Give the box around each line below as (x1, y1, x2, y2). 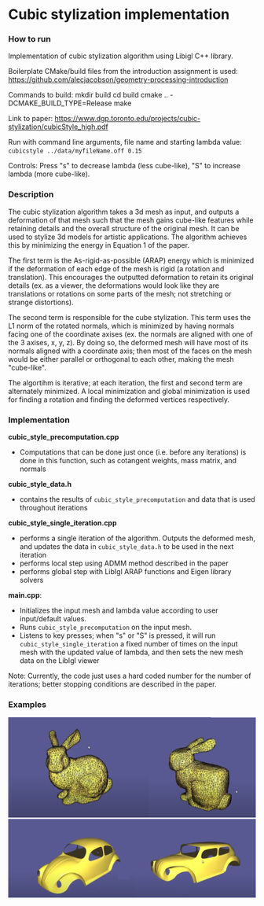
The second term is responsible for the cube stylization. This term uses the (8, 312, 251, 322)
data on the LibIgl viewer (19, 656, 100, 665)
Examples (8, 699, 47, 709)
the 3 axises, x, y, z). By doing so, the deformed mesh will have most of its (8, 337, 249, 347)
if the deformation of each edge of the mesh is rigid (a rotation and (8, 263, 225, 273)
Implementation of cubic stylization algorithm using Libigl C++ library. (8, 51, 233, 61)
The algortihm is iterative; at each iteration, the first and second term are (8, 377, 244, 387)
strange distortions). (8, 297, 74, 307)
